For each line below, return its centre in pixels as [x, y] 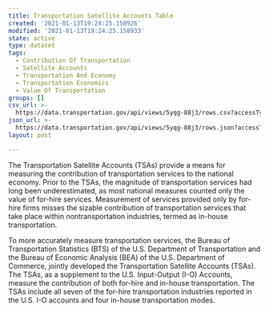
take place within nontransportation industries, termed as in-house [118, 216]
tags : [17, 53]
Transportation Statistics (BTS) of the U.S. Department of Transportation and [134, 249]
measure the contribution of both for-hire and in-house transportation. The [131, 283]
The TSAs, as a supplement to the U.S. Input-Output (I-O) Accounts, [120, 274]
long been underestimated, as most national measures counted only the [127, 190]
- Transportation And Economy [66, 75]
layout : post [30, 135]
